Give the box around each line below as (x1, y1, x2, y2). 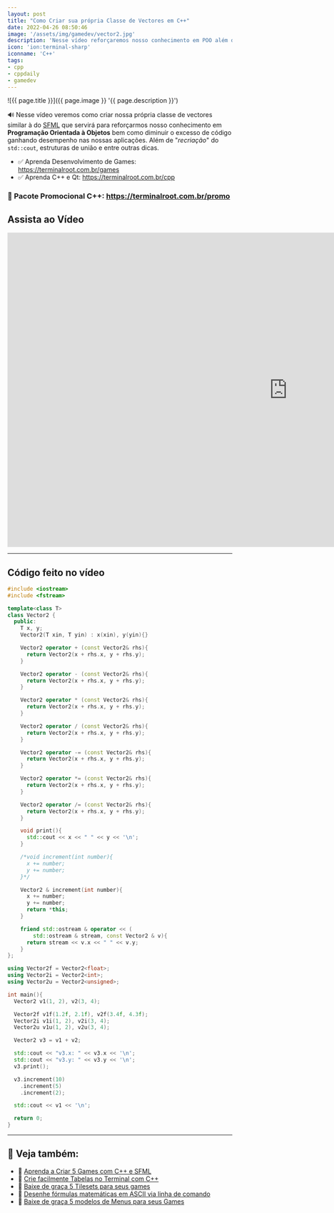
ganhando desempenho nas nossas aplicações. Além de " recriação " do (7, 136, 219, 145)
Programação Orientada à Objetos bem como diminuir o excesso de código (7, 128, 232, 137)
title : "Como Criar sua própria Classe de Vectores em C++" (7, 17, 191, 24)
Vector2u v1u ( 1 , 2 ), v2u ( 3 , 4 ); (14, 1024, 111, 1031)
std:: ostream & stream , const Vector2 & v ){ (33, 932, 168, 939)
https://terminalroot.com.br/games (17, 166, 120, 174)
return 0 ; (14, 1115, 43, 1122)
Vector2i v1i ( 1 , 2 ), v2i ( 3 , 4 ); (14, 1017, 111, 1025)
